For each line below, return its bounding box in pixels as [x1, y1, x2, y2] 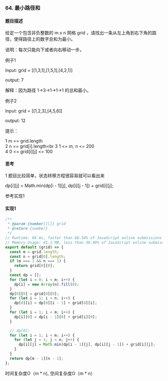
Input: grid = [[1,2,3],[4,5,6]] [5, 108, 62, 114]
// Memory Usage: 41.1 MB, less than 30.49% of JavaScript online [5, 240, 146, 245]
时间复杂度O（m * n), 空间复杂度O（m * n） [5, 370, 95, 376]
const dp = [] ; [9, 272, 41, 278]
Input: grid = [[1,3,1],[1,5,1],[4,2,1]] [5, 67, 73, 73]
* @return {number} [7, 226, 48, 231]
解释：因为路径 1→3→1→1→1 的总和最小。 [5, 87, 91, 93]
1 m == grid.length [5, 138, 43, 144]
